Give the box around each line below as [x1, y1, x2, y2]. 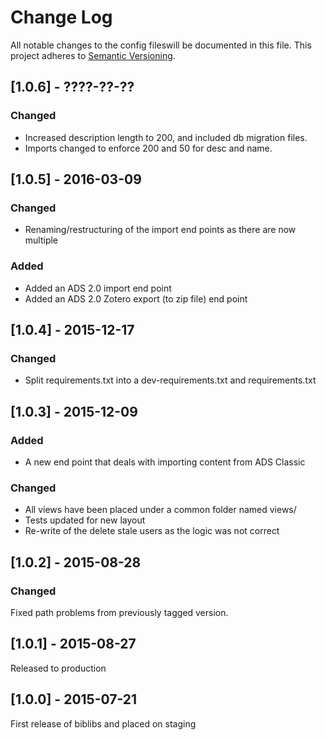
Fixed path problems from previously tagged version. [10, 606, 229, 618]
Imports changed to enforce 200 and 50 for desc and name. [24, 142, 273, 154]
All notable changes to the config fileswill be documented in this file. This [10, 39, 312, 51]
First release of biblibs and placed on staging [10, 717, 197, 730]
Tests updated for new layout [24, 514, 146, 526]
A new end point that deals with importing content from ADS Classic [24, 456, 306, 468]
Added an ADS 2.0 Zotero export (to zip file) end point [24, 292, 248, 305]
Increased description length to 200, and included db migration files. [24, 131, 308, 143]
